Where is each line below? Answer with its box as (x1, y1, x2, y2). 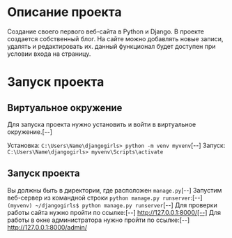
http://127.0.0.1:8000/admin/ (7, 223, 88, 231)
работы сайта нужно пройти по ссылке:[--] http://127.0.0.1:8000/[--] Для (7, 208, 222, 216)
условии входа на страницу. (7, 50, 91, 58)
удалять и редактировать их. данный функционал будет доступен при (7, 42, 216, 50)
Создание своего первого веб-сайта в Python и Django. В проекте (7, 27, 204, 36)
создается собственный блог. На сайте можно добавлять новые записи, (7, 34, 224, 43)
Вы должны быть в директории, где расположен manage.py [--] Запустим (7, 186, 222, 194)
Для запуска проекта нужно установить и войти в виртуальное (7, 120, 196, 128)
